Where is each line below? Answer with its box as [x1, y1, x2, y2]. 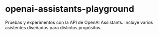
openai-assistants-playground [5, 3, 135, 15]
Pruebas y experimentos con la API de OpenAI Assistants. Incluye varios [5, 19, 153, 25]
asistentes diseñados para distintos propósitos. [5, 24, 102, 30]
